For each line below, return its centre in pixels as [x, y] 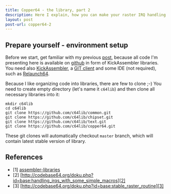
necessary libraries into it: [33, 95]
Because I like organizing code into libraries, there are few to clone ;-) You [83, 84]
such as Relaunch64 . [27, 74]
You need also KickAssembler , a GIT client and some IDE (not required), [81, 68]
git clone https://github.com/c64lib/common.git [58, 113]
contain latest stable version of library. [46, 141]
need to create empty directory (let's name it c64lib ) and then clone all [80, 89]
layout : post [19, 19]
